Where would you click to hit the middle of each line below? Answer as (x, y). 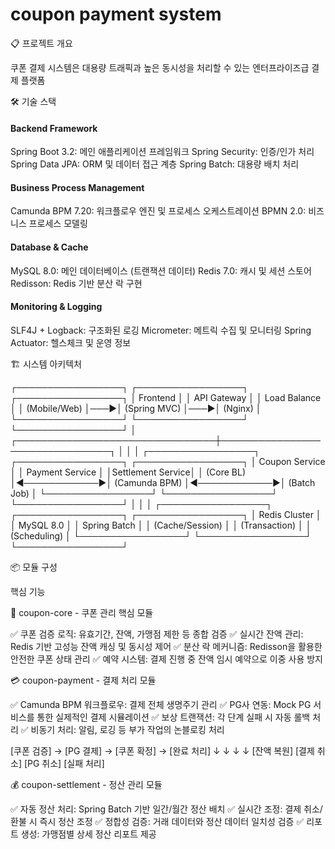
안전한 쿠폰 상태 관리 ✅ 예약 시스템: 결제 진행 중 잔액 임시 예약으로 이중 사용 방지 (166, 659)
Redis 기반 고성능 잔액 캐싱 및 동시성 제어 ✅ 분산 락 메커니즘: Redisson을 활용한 (166, 646)
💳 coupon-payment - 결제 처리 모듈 (83, 680)
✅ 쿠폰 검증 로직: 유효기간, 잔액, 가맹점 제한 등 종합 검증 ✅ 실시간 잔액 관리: (157, 634)
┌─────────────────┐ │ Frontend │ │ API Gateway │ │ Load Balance (166, 397)
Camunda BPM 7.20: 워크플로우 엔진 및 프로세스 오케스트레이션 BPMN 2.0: (158, 211)
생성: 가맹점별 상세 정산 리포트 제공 (88, 834)
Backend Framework (54, 128)
